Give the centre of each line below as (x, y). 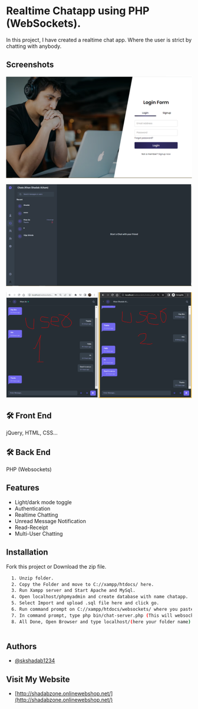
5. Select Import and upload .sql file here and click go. (85, 603)
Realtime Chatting (36, 515)
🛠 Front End (29, 415)
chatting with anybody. (34, 46)
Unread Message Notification (50, 521)
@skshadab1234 (35, 660)
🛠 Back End (29, 452)
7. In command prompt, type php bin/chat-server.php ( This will (92, 615)
